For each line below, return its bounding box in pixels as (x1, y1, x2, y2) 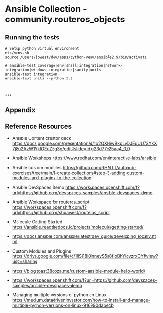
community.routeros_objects (5, 14, 125, 25)
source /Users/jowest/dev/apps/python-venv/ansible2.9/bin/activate (5, 55, 147, 59)
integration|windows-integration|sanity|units (5, 67, 101, 72)
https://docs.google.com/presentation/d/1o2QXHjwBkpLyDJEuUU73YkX (12, 140, 157, 146)
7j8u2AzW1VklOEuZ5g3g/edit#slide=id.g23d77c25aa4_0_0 (12, 145, 130, 152)
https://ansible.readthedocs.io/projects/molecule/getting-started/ (12, 224, 144, 230)
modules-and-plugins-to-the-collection (12, 175, 91, 181)
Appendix (5, 106, 36, 114)
